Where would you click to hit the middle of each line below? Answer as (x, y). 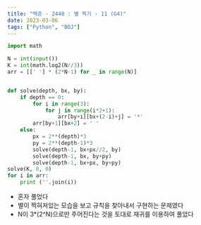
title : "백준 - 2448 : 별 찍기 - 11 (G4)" (67, 14)
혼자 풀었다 (33, 197)
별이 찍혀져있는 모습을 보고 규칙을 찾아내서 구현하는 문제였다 (100, 205)
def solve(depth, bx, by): (47, 91)
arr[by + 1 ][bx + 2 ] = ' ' (66, 124)
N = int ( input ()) (33, 59)
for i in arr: (28, 176)
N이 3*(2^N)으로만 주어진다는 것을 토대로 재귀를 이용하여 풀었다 (105, 214)
